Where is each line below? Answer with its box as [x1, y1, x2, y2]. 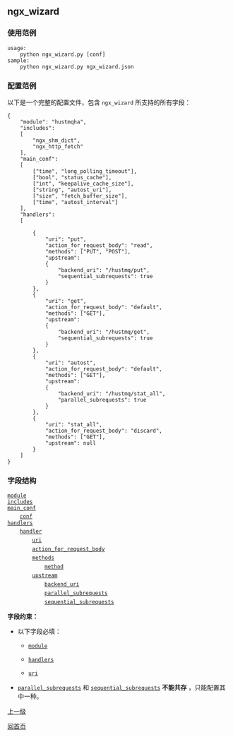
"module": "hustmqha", [20, 118, 87, 126]
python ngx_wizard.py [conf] [20, 51, 106, 58]
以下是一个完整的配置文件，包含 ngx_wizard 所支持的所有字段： [7, 98, 191, 107]
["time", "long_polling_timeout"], [32, 167, 138, 175]
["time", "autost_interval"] [32, 198, 119, 205]
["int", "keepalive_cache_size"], [32, 180, 134, 187]
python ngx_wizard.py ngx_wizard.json [20, 63, 134, 70]
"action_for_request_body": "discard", [44, 427, 162, 434]
